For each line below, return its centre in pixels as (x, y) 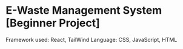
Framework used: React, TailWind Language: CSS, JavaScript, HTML (91, 39)
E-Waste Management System (84, 10)
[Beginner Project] (53, 23)
